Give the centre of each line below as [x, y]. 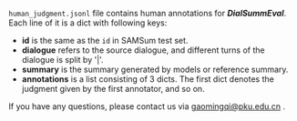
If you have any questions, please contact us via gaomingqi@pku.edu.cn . [147, 106]
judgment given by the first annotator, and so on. [113, 89]
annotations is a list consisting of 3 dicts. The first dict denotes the [148, 79]
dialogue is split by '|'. [62, 60]
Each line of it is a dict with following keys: [88, 23]
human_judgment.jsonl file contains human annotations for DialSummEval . [148, 13]
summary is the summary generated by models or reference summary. [155, 69]
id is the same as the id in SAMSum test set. [105, 40]
